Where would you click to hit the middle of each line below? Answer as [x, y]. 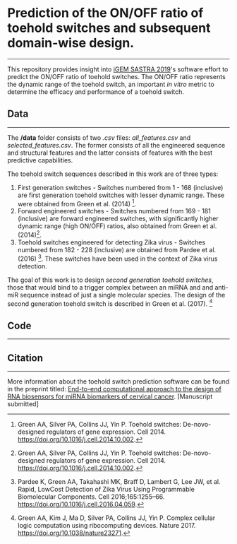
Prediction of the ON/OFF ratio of [105, 13]
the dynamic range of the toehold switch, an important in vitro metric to [111, 84]
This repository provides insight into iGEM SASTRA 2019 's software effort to [118, 69]
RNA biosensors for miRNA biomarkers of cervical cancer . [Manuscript [110, 396]
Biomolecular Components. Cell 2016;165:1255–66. [91, 497]
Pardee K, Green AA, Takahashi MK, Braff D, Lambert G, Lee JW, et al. [119, 481]
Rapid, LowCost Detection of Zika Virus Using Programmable [106, 489]
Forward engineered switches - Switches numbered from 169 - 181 [114, 211]
